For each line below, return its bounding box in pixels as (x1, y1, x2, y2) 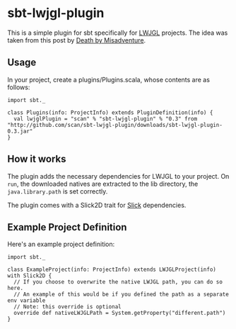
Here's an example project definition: (7, 240, 115, 249)
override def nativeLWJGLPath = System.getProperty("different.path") (13, 310, 226, 317)
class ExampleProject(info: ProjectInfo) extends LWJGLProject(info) (7, 266, 217, 274)
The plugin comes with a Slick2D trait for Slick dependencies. (7, 201, 187, 209)
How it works (7, 153, 66, 165)
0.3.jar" (7, 128, 33, 135)
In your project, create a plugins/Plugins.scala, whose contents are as (7, 75, 211, 84)
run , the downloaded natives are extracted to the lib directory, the (7, 179, 199, 188)
